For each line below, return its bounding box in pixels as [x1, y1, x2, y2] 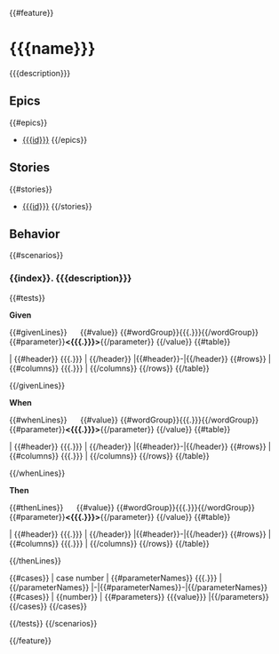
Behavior [9, 226, 60, 241]
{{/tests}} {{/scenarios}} [9, 618, 98, 628]
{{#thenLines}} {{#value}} [9, 501, 115, 513]
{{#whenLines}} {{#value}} [9, 414, 118, 425]
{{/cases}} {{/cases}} [9, 601, 87, 611]
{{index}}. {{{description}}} [9, 272, 132, 285]
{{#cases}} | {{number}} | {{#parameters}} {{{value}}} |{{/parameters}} [9, 591, 269, 602]
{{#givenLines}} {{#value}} [9, 327, 118, 337]
